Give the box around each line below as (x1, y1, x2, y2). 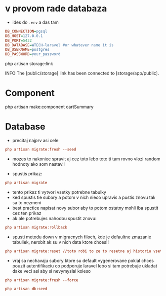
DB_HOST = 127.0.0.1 (5, 33, 43, 38)
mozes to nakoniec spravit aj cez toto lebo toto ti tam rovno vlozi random (12, 156, 161, 162)
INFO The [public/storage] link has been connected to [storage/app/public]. (5, 70, 159, 76)
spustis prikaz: (12, 171, 42, 177)
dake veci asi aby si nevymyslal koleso (12, 268, 91, 274)
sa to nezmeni (12, 199, 41, 205)
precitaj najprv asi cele (12, 138, 59, 144)
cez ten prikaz (12, 210, 41, 216)
